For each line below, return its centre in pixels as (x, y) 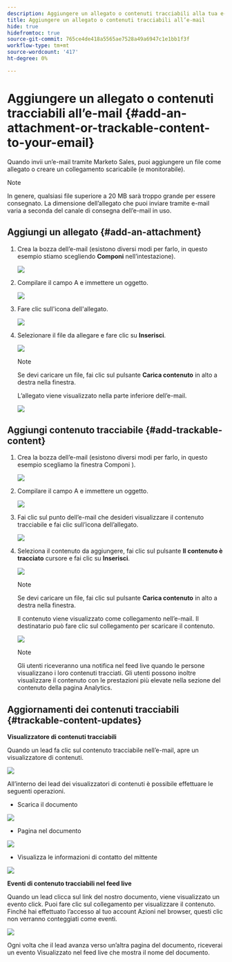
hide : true (23, 26)
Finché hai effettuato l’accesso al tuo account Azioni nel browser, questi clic (115, 912)
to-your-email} (51, 143)
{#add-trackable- (184, 430)
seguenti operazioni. (36, 792)
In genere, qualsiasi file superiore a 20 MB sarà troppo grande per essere (112, 196)
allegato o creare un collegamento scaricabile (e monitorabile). (96, 169)
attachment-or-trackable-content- (109, 128)
